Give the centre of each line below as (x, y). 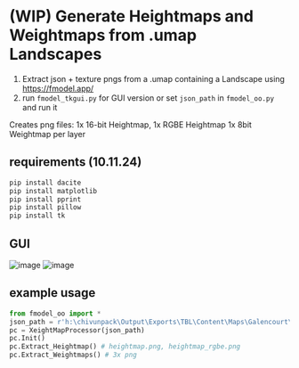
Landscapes (56, 54)
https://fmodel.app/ (58, 88)
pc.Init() (28, 339)
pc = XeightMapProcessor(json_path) (77, 330)
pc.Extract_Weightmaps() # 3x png (73, 355)
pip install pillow (45, 208)
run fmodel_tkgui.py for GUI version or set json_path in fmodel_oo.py (148, 98)
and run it (40, 107)
